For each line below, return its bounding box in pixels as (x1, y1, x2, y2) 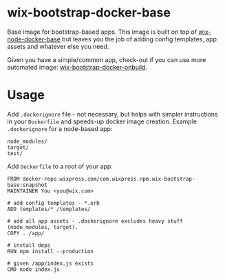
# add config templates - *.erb (7, 199, 100, 206)
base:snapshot (7, 181, 48, 188)
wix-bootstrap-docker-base (7, 5, 171, 21)
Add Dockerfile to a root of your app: (7, 162, 114, 170)
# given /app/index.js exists (7, 260, 94, 267)
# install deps (7, 241, 51, 249)
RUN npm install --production (7, 248, 94, 254)
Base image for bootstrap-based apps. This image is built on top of (7, 28, 197, 36)
